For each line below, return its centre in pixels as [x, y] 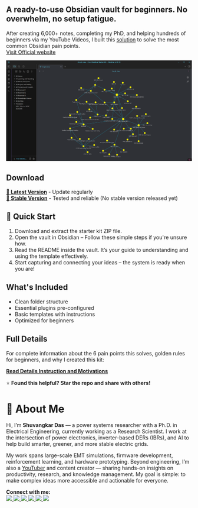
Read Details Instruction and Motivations [57, 371]
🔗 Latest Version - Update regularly [49, 192]
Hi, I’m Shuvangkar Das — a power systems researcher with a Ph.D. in [92, 425]
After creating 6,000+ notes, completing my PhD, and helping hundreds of [96, 33]
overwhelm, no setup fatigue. [61, 19]
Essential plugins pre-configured [54, 308]
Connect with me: [29, 492]
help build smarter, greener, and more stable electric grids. [77, 444]
